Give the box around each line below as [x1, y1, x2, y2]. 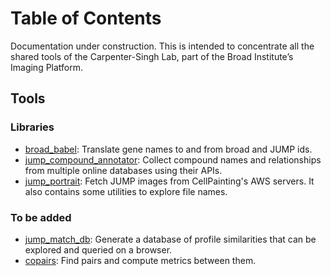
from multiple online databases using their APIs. [24, 164, 223, 176]
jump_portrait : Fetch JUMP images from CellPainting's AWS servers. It [24, 175, 315, 187]
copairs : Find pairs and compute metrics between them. [24, 254, 257, 266]
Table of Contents [10, 7, 162, 30]
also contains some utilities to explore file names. [24, 185, 228, 197]
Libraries [10, 120, 55, 134]
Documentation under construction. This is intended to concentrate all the [10, 40, 315, 52]
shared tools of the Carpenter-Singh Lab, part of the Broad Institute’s [10, 50, 294, 62]
